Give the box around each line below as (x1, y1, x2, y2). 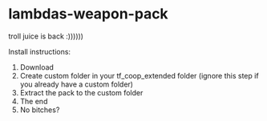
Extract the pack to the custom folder (19, 87, 144, 97)
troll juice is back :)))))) (8, 31, 84, 41)
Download (19, 62, 55, 72)
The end (19, 96, 48, 106)
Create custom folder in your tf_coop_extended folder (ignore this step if (19, 71, 259, 80)
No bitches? (19, 105, 60, 115)
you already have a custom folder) (19, 79, 134, 89)
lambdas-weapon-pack (8, 5, 168, 23)
